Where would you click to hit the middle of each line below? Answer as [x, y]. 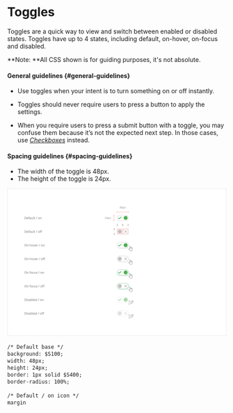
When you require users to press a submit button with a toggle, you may [121, 125]
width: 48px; [26, 361]
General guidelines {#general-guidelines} [69, 75]
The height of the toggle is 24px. [64, 179]
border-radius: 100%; [39, 382]
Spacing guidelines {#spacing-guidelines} [70, 156]
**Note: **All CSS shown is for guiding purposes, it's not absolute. [104, 59]
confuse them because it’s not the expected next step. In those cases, [118, 133]
